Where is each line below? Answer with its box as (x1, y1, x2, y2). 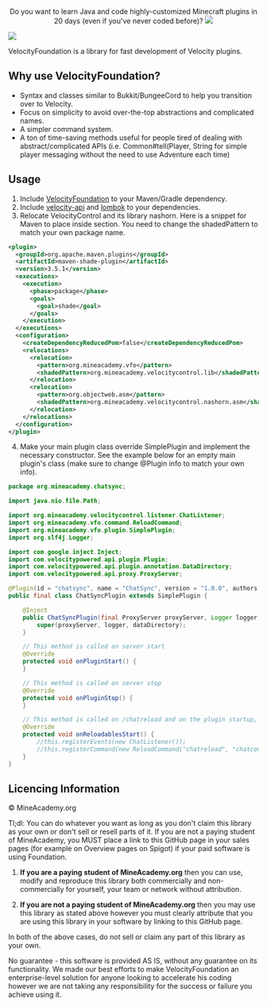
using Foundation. (8, 852, 68, 862)
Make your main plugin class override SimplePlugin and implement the (19, 442, 250, 451)
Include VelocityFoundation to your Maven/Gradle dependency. (19, 194, 227, 203)
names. (19, 115, 44, 126)
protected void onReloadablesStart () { (22, 730, 155, 738)
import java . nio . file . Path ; (8, 497, 102, 505)
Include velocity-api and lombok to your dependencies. (19, 202, 201, 211)
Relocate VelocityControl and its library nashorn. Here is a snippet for (19, 211, 247, 220)
